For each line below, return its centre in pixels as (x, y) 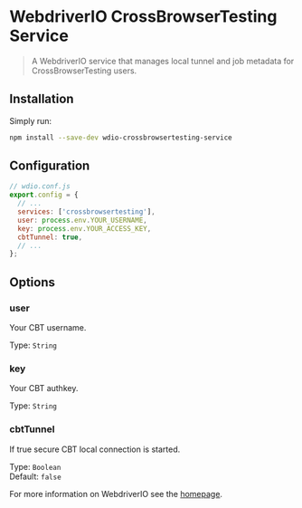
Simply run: (31, 120)
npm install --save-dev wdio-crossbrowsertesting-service (121, 138)
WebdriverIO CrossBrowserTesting (143, 17)
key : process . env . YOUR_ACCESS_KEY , (85, 228)
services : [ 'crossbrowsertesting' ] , (86, 212)
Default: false (35, 476)
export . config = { (44, 195)
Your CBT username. (48, 327)
